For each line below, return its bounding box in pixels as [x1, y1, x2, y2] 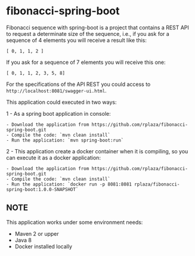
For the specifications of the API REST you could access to [6, 81, 151, 88]
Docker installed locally [14, 243, 73, 250]
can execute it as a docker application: [6, 154, 101, 161]
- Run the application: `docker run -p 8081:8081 [6, 181, 132, 187]
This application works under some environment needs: [6, 218, 143, 226]
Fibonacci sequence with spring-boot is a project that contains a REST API [6, 24, 190, 31]
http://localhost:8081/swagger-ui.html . [6, 87, 107, 94]
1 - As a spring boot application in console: [6, 110, 112, 117]
